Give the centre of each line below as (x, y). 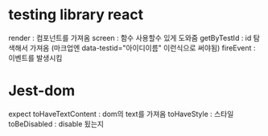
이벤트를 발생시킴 (35, 58)
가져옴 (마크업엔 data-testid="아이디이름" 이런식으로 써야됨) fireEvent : (142, 48)
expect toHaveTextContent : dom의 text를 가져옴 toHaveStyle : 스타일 (121, 114)
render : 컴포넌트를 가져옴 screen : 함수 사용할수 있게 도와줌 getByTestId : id (130, 38)
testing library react (76, 15)
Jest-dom (41, 91)
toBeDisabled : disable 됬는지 (56, 124)
